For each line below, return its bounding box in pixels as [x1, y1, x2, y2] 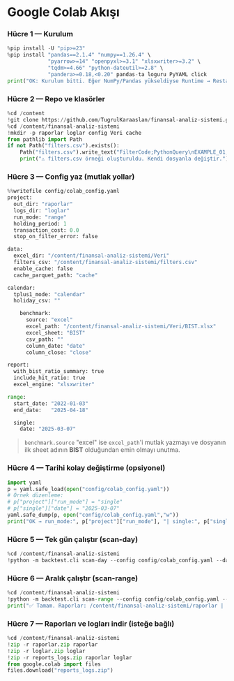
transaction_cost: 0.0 [13, 226, 79, 234]
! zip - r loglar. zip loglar [7, 647, 86, 654]
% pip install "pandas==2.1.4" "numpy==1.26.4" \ [7, 52, 151, 59]
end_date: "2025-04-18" [13, 407, 89, 413]
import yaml [7, 479, 42, 486]
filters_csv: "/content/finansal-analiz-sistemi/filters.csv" [13, 259, 198, 266]
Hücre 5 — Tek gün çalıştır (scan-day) [7, 534, 138, 544]
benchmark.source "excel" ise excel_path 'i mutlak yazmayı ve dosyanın [24, 438, 226, 447]
